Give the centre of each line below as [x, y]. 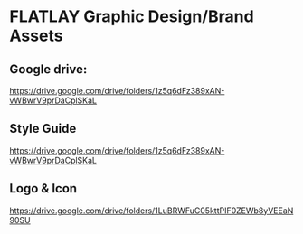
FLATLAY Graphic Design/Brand [132, 17]
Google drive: [48, 69]
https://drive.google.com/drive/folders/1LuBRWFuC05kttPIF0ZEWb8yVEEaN [151, 211]
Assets [36, 36]
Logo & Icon [43, 188]
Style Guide [43, 129]
